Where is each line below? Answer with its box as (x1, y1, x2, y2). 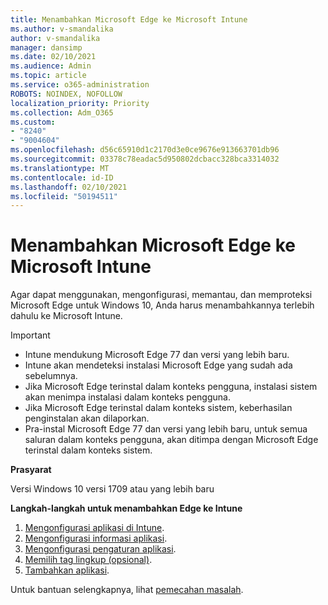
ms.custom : (10, 117, 56, 127)
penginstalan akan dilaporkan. (24, 412, 150, 425)
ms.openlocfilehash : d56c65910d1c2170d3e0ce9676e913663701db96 (10, 145, 280, 155)
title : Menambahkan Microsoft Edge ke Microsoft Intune (10, 14, 248, 25)
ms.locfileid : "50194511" (10, 191, 118, 201)
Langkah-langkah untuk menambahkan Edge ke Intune (10, 502, 243, 515)
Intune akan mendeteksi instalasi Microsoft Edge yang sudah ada (24, 359, 293, 371)
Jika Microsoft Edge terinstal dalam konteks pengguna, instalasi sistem (24, 381, 318, 393)
